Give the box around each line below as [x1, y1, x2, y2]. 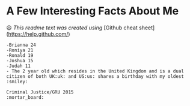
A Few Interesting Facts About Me [6, 4, 179, 18]
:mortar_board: [6, 94, 44, 100]
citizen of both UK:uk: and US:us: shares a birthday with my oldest [6, 73, 185, 79]
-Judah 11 [6, 63, 31, 69]
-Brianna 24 [6, 42, 36, 48]
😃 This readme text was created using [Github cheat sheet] [6, 24, 155, 31]
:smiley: [6, 78, 28, 84]
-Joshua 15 [6, 57, 34, 63]
